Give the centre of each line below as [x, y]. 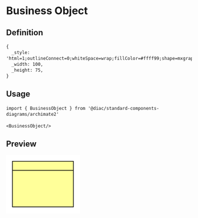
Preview [22, 144]
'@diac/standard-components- [123, 108]
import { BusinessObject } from [46, 108]
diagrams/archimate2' [33, 114]
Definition [24, 33]
